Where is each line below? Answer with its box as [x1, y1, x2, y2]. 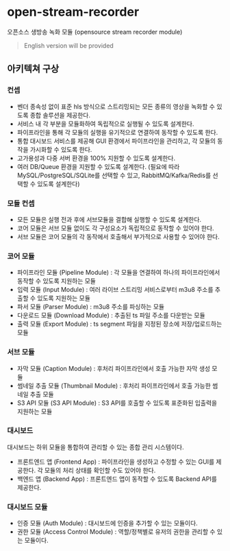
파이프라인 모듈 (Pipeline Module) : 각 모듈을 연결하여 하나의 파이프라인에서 [16, 269, 220, 277]
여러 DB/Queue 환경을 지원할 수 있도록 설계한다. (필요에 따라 [16, 162, 180, 170]
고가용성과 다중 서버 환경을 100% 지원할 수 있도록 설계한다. [16, 154, 176, 162]
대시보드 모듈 [7, 502, 48, 512]
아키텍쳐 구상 [7, 63, 60, 75]
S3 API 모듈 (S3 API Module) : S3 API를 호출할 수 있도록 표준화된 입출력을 [16, 398, 218, 407]
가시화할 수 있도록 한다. [29, 145, 92, 153]
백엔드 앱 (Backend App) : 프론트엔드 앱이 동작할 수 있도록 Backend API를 [16, 475, 218, 483]
